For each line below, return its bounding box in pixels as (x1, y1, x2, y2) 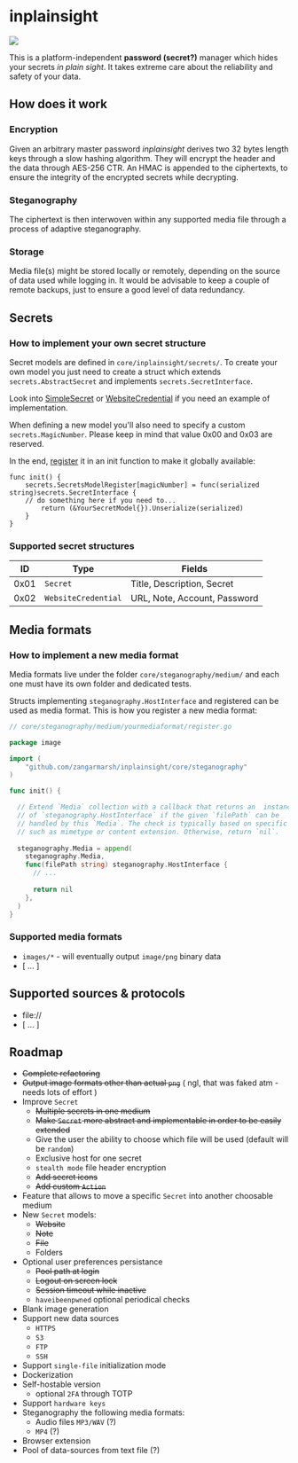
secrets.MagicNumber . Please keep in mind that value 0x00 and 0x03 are (9, 428, 273, 440)
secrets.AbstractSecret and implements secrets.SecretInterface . (9, 375, 254, 387)
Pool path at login (35, 1266, 100, 1277)
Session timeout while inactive (35, 1285, 146, 1295)
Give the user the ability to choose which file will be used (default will (35, 1134, 289, 1145)
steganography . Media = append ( (17, 844, 133, 853)
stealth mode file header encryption (35, 1162, 167, 1173)
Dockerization (21, 1370, 74, 1381)
